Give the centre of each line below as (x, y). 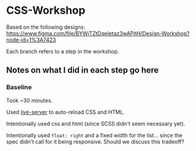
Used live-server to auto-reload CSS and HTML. (65, 112)
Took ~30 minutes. (29, 100)
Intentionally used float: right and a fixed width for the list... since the (94, 135)
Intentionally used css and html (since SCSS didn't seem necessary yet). (96, 123)
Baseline (19, 87)
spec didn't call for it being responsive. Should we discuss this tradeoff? (95, 141)
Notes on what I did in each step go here (82, 70)
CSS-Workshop (46, 10)
